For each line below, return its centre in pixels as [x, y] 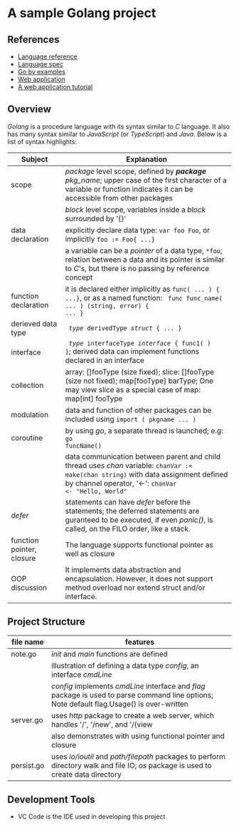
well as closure [90, 553]
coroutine [27, 438]
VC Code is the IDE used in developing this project [91, 817]
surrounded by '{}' [96, 218]
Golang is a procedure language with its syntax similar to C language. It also [118, 126]
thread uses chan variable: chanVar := [129, 465]
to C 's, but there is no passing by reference [137, 268]
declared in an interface [105, 360]
